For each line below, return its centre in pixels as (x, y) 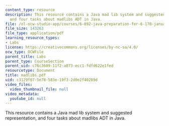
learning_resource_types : (32, 38)
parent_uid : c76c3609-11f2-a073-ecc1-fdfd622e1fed (59, 66)
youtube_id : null (28, 98)
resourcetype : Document (30, 71)
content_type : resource (30, 10)
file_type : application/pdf (35, 33)
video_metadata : (22, 94)
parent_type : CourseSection (35, 61)
